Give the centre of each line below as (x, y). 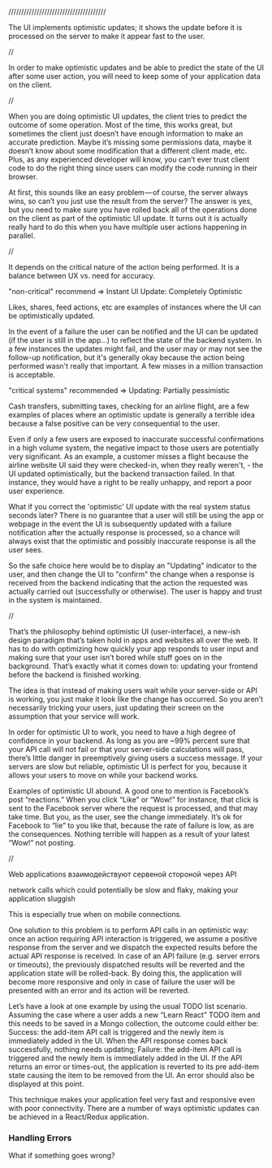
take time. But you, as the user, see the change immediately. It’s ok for (125, 817)
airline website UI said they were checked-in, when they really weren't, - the (136, 465)
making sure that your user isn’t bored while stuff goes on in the (115, 658)
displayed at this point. (46, 1084)
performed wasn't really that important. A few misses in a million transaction (136, 366)
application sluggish (42, 898)
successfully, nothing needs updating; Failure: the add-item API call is (125, 1049)
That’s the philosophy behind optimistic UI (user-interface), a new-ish (125, 632)
